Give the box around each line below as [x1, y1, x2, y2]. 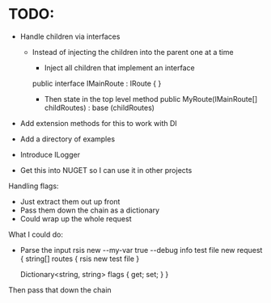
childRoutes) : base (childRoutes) [44, 103, 155, 112]
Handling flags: [8, 181, 59, 191]
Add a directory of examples [19, 134, 116, 144]
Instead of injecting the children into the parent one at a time [32, 47, 234, 57]
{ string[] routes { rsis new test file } [19, 254, 140, 263]
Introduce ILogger [19, 149, 81, 159]
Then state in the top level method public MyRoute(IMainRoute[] [44, 94, 258, 103]
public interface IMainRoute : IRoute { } [32, 78, 162, 88]
